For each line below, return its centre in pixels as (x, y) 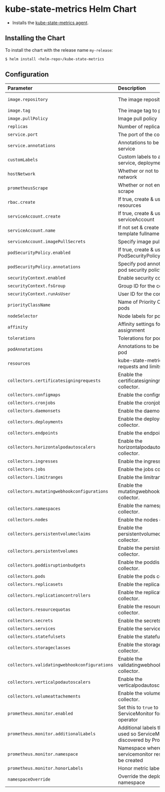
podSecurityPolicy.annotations (44, 267)
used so (127, 734)
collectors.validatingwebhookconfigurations (60, 665)
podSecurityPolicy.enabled (39, 253)
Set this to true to (138, 707)
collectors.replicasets (35, 585)
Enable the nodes (138, 520)
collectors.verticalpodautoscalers (49, 682)
